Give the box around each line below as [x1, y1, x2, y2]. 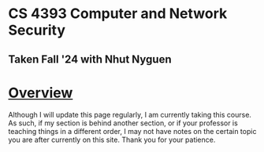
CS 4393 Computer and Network [8, 5, 228, 23]
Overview [8, 84, 73, 102]
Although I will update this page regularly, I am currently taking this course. [8, 110, 252, 119]
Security [8, 21, 65, 39]
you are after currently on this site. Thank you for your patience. [8, 135, 216, 144]
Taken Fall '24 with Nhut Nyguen [8, 52, 172, 66]
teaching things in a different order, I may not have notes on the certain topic [8, 126, 257, 136]
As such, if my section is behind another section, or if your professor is [8, 118, 238, 128]
